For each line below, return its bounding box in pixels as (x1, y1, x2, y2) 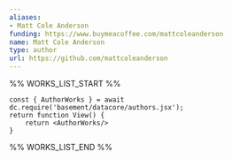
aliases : (9, 12, 42, 22)
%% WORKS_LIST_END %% (9, 142, 113, 152)
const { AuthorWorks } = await (9, 95, 125, 104)
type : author (9, 46, 58, 55)
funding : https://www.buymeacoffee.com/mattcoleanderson (9, 29, 224, 38)
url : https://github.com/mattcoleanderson (9, 54, 168, 63)
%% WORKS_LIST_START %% (9, 79, 121, 88)
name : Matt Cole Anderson (9, 37, 104, 47)
